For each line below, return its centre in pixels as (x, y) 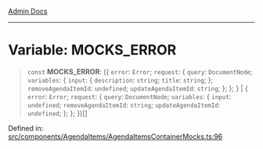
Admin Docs (28, 11)
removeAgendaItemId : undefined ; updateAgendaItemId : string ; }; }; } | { (137, 88)
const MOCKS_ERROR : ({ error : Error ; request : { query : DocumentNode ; (140, 71)
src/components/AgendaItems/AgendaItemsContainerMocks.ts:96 (115, 137)
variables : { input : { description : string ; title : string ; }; (120, 80)
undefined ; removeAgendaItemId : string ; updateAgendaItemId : (124, 105)
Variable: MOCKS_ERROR (92, 50)
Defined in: (26, 128)
